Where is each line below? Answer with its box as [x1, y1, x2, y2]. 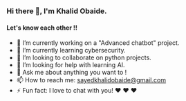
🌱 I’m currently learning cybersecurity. [16, 46, 126, 55]
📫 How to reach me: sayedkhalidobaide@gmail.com [16, 76, 167, 84]
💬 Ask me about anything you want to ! [16, 68, 127, 77]
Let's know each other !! [6, 24, 77, 32]
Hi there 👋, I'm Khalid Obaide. [6, 6, 107, 16]
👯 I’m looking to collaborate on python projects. [16, 53, 151, 62]
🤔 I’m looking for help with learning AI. [16, 61, 125, 69]
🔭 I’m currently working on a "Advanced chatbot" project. [16, 39, 180, 47]
